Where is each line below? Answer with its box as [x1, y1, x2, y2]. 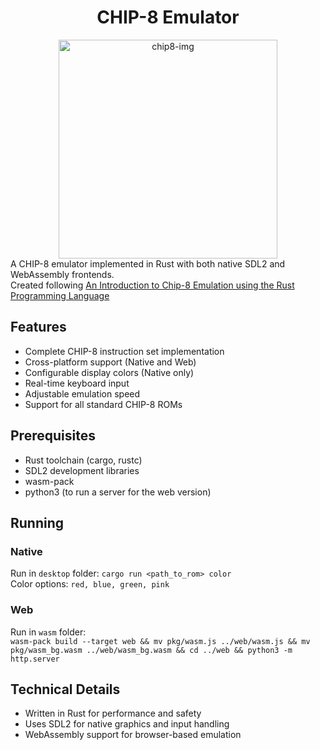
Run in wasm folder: [10, 626, 87, 638]
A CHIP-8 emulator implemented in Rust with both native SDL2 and [10, 257, 286, 270]
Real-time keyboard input [24, 377, 130, 389]
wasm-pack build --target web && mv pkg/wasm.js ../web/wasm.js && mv [10, 636, 311, 646]
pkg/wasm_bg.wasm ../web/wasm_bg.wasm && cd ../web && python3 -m [10, 645, 293, 655]
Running [10, 514, 65, 531]
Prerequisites [10, 427, 96, 445]
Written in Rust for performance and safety [24, 707, 202, 720]
